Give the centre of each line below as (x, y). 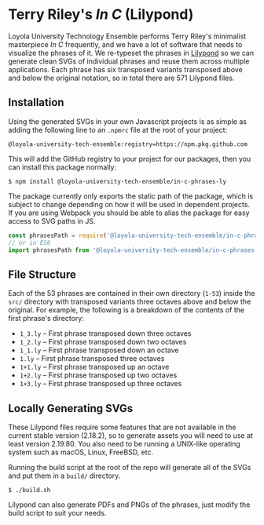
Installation (36, 102)
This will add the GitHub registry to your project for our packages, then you (130, 159)
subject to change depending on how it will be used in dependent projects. (129, 204)
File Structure (42, 274)
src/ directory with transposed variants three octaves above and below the (130, 302)
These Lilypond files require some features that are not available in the (122, 427)
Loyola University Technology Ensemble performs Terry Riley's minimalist (127, 36)
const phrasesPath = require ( (58, 235)
